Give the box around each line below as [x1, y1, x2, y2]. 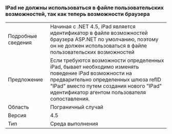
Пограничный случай [50, 104, 103, 111]
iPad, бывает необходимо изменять [50, 63, 139, 71]
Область [8, 104, 29, 111]
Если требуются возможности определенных [50, 57, 164, 64]
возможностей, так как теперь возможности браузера [5, 10, 150, 17]
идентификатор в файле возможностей [50, 30, 148, 37]
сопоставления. [50, 95, 90, 102]
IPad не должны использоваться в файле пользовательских [5, 4, 164, 11]
